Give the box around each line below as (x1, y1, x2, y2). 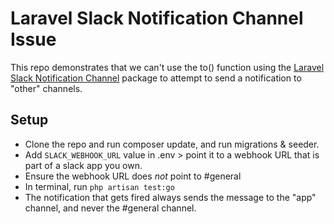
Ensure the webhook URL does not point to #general (24, 170, 242, 182)
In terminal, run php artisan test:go (24, 180, 175, 192)
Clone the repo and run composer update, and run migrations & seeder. (24, 138, 320, 150)
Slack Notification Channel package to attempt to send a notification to (10, 72, 302, 84)
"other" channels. (10, 82, 83, 94)
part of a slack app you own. (24, 159, 143, 171)
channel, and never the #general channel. (24, 202, 197, 214)
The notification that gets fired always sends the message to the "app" (24, 191, 317, 203)
